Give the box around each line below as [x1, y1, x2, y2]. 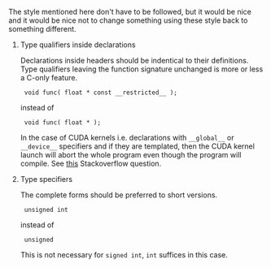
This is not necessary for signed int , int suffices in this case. [20, 250, 228, 259]
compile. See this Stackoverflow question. [20, 158, 162, 168]
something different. [8, 24, 76, 33]
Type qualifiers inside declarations [20, 40, 136, 50]
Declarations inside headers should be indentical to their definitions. [20, 56, 249, 65]
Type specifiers [20, 175, 73, 184]
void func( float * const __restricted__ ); [24, 89, 177, 97]
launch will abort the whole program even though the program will [20, 150, 242, 159]
